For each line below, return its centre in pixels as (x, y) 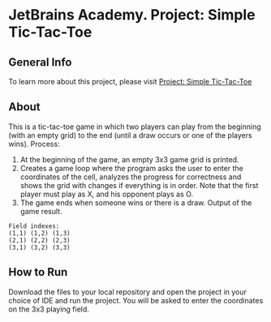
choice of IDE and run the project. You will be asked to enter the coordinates (136, 300)
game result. (41, 211)
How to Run (38, 272)
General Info (40, 62)
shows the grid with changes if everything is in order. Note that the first (139, 185)
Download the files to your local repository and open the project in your (128, 292)
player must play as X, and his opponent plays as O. (106, 194)
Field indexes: (34, 226)
